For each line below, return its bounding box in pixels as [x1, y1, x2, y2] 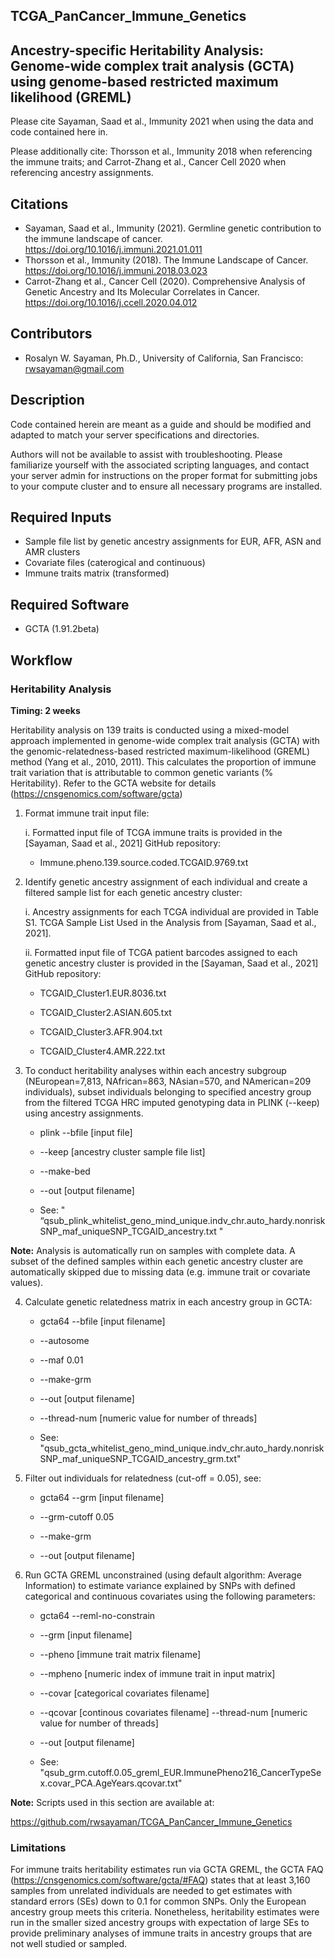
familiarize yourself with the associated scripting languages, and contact [10, 459, 310, 471]
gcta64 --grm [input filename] [39, 1491, 165, 1503]
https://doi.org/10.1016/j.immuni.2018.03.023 [24, 265, 208, 277]
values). [10, 1276, 44, 1288]
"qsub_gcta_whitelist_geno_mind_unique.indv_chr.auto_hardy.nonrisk [39, 1442, 325, 1454]
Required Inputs [10, 509, 112, 526]
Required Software [10, 596, 130, 613]
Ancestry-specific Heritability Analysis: [10, 42, 265, 59]
